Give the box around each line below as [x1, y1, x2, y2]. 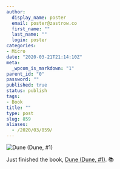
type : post [6, 110, 34, 116]
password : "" [6, 76, 39, 82]
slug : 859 [6, 116, 32, 122]
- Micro [6, 48, 26, 55]
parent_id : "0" [6, 71, 45, 77]
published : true [6, 82, 47, 88]
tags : [6, 93, 20, 99]
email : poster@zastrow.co [12, 20, 78, 26]
